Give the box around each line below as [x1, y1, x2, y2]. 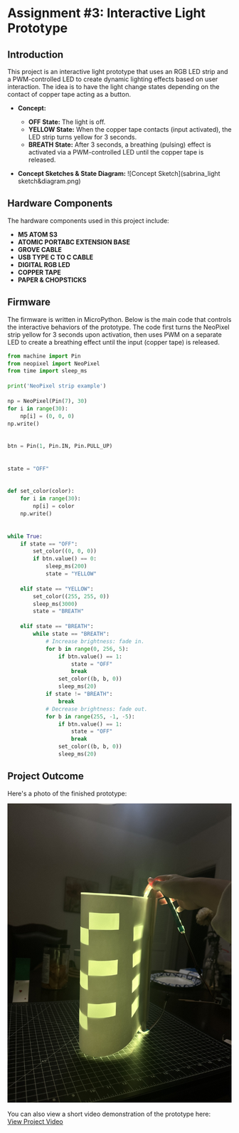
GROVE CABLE [17, 245, 63, 254]
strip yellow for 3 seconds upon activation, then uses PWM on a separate [7, 330, 222, 339]
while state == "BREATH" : [33, 630, 110, 637]
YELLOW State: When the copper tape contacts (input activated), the [28, 125, 232, 133]
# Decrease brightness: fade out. [45, 705, 148, 713]
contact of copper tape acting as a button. [7, 90, 132, 98]
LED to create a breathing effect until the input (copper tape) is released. [7, 338, 221, 346]
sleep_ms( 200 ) [45, 563, 87, 570]
